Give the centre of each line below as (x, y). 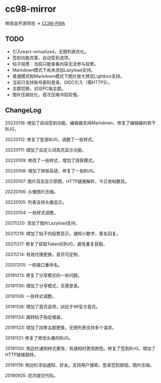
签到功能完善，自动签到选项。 (42, 58)
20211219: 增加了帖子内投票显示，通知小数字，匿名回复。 (63, 233)
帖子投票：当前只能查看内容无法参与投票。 (55, 64)
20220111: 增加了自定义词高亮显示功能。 (46, 150)
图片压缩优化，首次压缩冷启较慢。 (47, 94)
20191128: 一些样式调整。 (31, 296)
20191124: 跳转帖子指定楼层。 (35, 317)
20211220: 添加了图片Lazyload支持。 (42, 223)
